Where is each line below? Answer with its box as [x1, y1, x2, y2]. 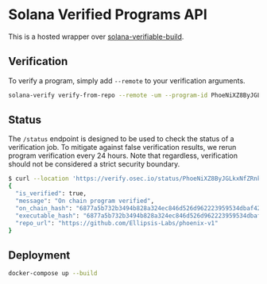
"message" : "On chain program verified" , [15, 197, 155, 205]
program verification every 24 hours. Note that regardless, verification [8, 151, 238, 160]
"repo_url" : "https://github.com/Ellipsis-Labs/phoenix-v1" [15, 219, 219, 227]
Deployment [8, 248, 71, 262]
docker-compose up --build [8, 270, 98, 278]
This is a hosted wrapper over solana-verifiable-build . [8, 32, 184, 41]
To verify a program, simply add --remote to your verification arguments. [8, 75, 246, 85]
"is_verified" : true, [15, 190, 87, 198]
